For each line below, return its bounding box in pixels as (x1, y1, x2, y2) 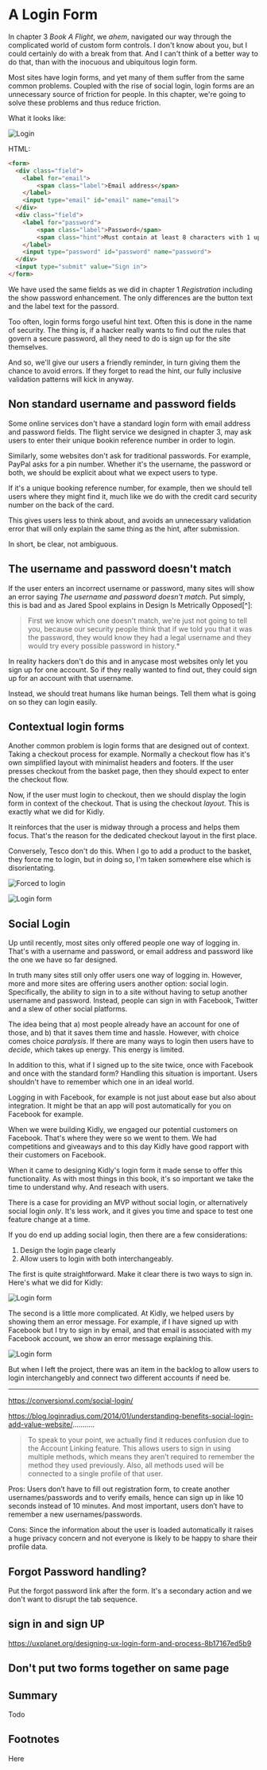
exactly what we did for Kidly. (8, 807, 105, 817)
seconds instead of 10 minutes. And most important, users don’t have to (8, 1501, 244, 1511)
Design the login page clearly (19, 1246, 117, 1255)
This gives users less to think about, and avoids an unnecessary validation (8, 515, 252, 525)
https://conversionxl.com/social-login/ (8, 1396, 133, 1405)
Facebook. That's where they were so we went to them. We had (8, 1134, 217, 1143)
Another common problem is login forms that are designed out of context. (8, 741, 250, 751)
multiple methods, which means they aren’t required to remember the (27, 1452, 255, 1462)
